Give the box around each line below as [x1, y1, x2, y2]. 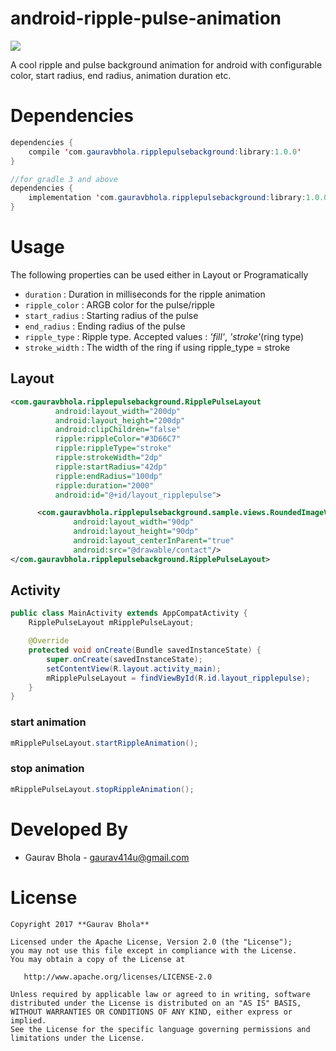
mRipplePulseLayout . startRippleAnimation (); [10, 738, 199, 748]
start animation [10, 715, 87, 729]
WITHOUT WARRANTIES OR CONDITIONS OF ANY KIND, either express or [10, 1007, 293, 1017]
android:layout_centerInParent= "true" [73, 536, 235, 546]
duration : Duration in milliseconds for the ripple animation [24, 288, 266, 300]
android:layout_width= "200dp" [54, 406, 182, 416]
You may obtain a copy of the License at [10, 954, 186, 964]
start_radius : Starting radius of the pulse [24, 309, 199, 321]
